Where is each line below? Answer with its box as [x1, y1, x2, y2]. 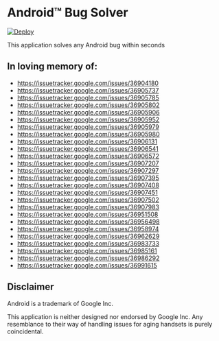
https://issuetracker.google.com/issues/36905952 [16, 115, 160, 124]
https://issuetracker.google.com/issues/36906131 [16, 137, 158, 145]
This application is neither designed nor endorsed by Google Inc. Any [7, 312, 203, 320]
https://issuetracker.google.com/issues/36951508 [16, 210, 159, 218]
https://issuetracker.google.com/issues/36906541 [16, 144, 159, 152]
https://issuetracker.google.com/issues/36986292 [16, 254, 160, 262]
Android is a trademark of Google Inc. [7, 299, 113, 307]
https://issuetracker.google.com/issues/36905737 [16, 86, 159, 94]
